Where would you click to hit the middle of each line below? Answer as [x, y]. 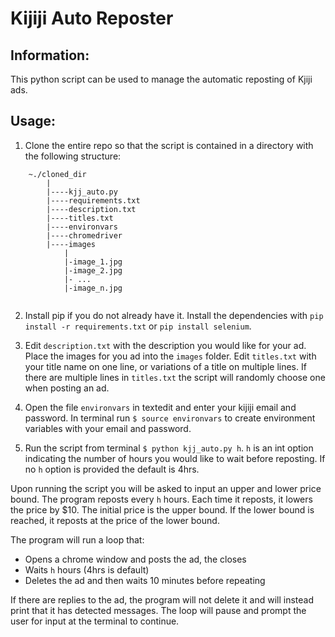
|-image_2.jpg [93, 270]
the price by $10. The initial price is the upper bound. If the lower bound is [162, 509]
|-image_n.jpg [93, 288]
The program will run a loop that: [77, 539]
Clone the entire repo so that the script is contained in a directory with [169, 145]
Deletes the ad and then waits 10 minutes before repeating [145, 580]
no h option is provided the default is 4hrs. [112, 469]
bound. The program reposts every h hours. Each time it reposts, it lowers [161, 499]
